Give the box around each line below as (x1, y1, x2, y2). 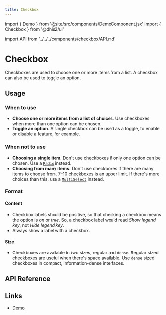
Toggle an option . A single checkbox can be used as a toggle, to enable (12, 126, 160, 132)
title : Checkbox (5, 7, 39, 12)
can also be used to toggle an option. (5, 75, 81, 81)
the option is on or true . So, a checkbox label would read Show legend (12, 217, 156, 223)
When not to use (5, 143, 46, 150)
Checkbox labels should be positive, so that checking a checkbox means (12, 211, 161, 217)
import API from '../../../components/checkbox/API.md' (5, 36, 116, 42)
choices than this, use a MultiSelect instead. (12, 176, 104, 182)
